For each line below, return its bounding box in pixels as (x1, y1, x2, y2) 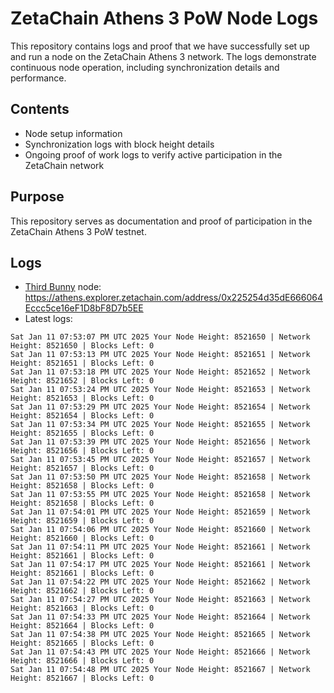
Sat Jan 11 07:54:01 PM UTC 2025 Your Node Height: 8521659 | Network (10, 507, 311, 517)
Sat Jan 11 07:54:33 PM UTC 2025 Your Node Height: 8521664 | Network (10, 612, 311, 622)
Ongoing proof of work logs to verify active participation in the (24, 148, 283, 161)
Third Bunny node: (24, 281, 102, 293)
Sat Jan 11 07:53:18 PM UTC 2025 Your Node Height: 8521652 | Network (10, 367, 311, 377)
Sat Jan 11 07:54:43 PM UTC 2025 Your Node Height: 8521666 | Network (10, 647, 311, 657)
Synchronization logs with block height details (24, 138, 215, 150)
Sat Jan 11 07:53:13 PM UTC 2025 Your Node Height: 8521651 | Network (10, 350, 311, 360)
